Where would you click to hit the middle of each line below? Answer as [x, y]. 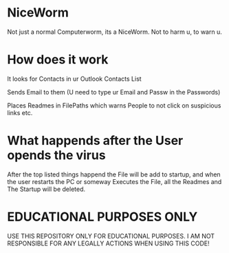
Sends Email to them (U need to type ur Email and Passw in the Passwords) [114, 92]
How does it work [58, 60]
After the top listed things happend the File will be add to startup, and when [114, 174]
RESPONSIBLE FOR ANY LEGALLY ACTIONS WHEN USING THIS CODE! [108, 243]
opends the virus [56, 155]
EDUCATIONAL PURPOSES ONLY [102, 217]
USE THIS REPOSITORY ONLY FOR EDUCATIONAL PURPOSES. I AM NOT [111, 236]
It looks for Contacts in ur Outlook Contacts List [75, 79]
